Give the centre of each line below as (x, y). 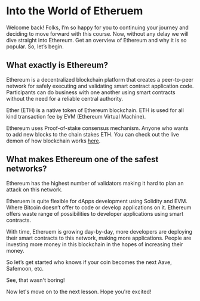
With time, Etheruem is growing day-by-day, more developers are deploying (99, 231)
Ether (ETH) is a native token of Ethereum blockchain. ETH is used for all (95, 110)
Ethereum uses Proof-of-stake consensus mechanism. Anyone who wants (98, 128)
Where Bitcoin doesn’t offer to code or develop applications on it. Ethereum (99, 207)
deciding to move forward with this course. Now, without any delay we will (98, 33)
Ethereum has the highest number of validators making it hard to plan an (95, 183)
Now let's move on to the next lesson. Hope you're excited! (79, 291)
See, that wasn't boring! (36, 280)
